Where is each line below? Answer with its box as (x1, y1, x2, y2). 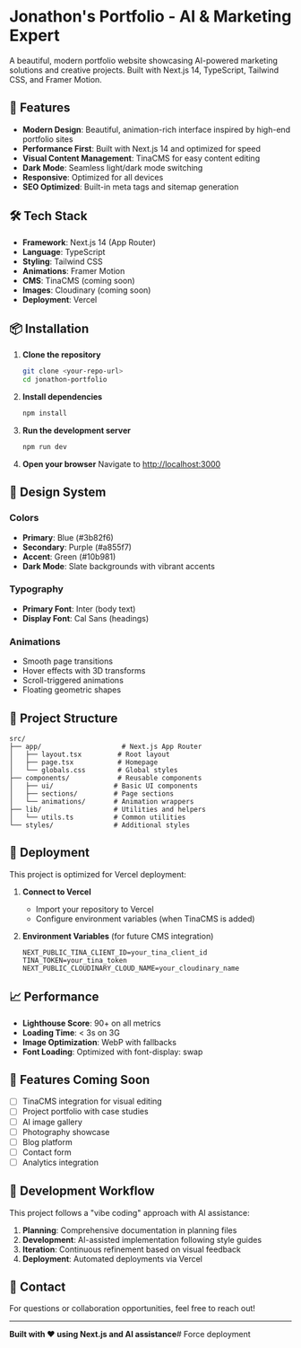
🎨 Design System (9, 485, 107, 500)
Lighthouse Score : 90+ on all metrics (21, 1018, 161, 1028)
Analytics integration (21, 1157, 99, 1167)
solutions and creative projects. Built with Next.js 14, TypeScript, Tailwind (9, 65, 279, 75)
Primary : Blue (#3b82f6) (21, 532, 114, 542)
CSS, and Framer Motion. (9, 74, 103, 84)
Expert (9, 25, 60, 46)
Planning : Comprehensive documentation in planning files (21, 1224, 237, 1236)
